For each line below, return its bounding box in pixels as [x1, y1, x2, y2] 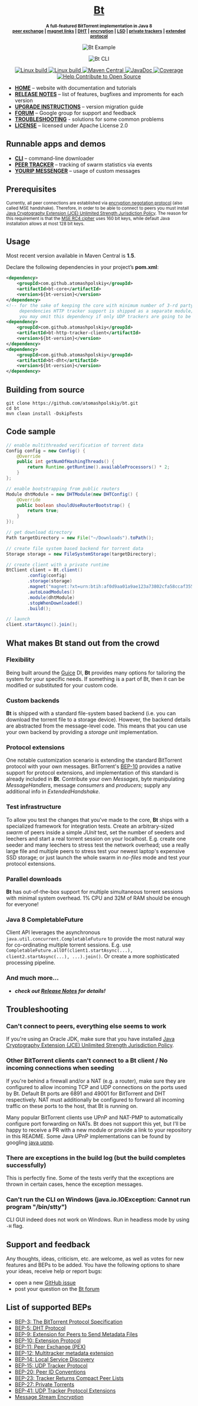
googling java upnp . [6, 1139, 54, 1146]
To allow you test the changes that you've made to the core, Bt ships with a [6, 816, 189, 823]
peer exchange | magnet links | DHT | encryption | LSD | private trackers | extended [12, 28, 186, 34]
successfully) [6, 1161, 47, 1169]
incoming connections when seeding [6, 1064, 114, 1072]
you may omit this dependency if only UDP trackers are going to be [19, 313, 192, 319]
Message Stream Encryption [14, 1393, 84, 1400]
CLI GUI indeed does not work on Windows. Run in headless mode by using [6, 1216, 190, 1223]
